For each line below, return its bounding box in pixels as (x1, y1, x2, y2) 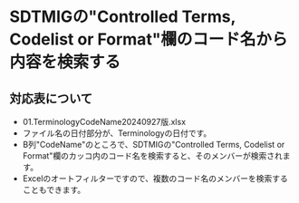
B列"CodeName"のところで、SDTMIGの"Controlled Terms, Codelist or (22, 140, 285, 150)
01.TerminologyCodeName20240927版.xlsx (22, 117, 187, 127)
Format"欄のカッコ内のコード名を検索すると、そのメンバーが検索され (22, 150, 284, 161)
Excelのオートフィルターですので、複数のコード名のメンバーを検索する (22, 173, 288, 184)
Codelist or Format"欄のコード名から (9, 29, 288, 50)
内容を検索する (9, 52, 121, 72)
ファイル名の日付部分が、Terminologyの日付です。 (22, 128, 212, 139)
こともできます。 (22, 185, 86, 195)
